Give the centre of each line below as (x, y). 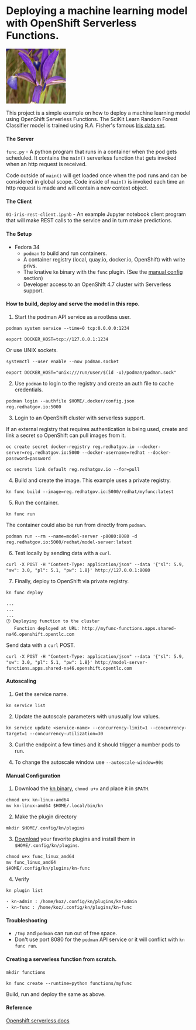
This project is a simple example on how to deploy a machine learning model (98, 113)
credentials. (29, 390)
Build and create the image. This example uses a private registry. (93, 480)
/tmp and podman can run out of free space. (66, 933)
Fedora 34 (27, 247)
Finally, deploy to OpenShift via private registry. (72, 581)
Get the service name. (41, 694)
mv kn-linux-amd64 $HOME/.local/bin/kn (55, 806)
